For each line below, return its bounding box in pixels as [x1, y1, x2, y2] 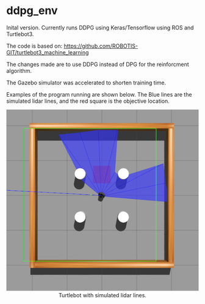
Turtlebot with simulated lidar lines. [59, 291, 146, 298]
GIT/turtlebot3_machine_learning [6, 48, 89, 56]
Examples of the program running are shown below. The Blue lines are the [6, 91, 192, 98]
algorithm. [6, 67, 32, 74]
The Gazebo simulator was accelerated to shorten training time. [6, 79, 167, 86]
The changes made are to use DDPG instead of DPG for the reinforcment [6, 61, 189, 68]
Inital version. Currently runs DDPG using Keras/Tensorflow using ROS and [6, 24, 194, 31]
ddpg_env [6, 4, 58, 18]
